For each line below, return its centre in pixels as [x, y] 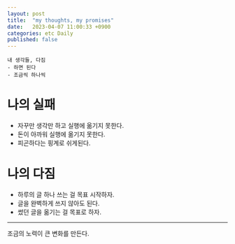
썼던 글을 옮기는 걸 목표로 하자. [59, 212]
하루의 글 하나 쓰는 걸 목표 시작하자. [66, 194]
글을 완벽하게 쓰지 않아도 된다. [58, 203]
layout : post [26, 14]
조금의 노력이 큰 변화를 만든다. [48, 234]
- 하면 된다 [22, 68]
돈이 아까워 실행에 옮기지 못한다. [61, 134]
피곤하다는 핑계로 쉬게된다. [54, 143]
